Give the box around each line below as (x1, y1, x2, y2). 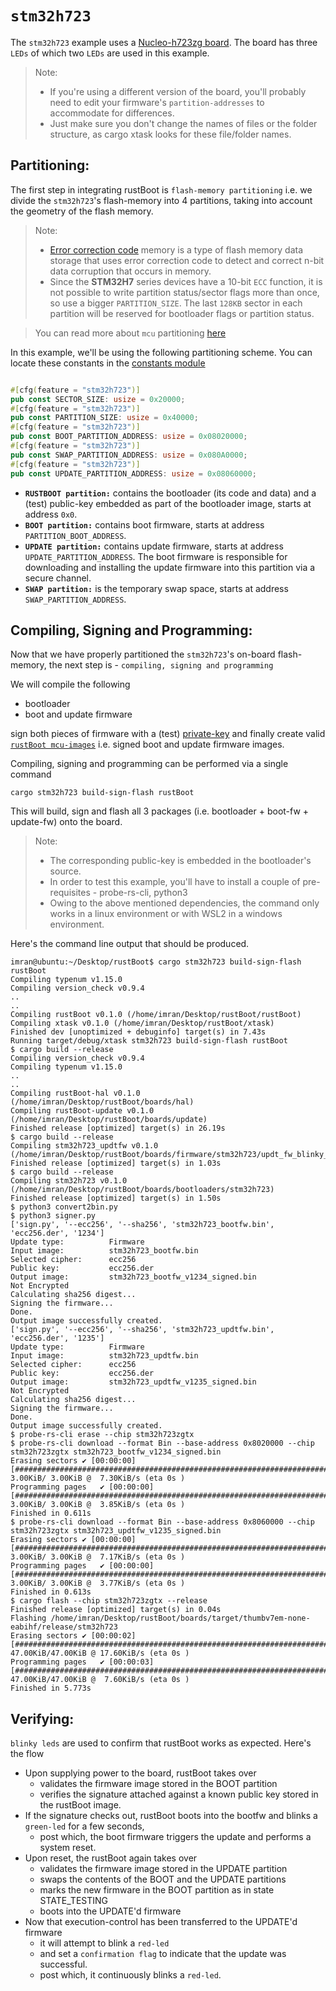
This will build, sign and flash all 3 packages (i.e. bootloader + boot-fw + (10, 805, 310, 817)
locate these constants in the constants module (10, 357, 206, 369)
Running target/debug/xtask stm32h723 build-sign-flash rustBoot (10, 1036, 288, 1046)
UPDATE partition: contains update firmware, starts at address (24, 540, 284, 552)
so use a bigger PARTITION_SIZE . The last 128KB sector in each (49, 297, 303, 309)
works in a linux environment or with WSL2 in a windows (49, 908, 283, 920)
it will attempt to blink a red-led (39, 1937, 170, 1949)
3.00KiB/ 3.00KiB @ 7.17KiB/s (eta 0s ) (10, 1552, 186, 1562)
